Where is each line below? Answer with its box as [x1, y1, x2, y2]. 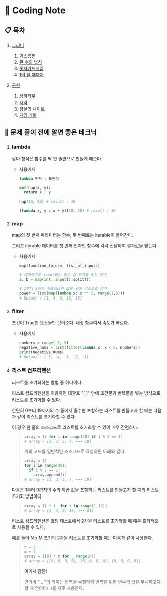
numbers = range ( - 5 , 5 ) [19, 340, 69, 345]
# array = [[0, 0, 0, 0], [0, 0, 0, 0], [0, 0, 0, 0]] [24, 559, 141, 564]
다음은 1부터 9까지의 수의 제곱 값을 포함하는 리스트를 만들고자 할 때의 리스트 [11, 487, 159, 493]
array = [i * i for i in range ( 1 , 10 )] [24, 503, 108, 508]
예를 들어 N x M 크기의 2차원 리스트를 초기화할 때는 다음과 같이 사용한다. [11, 535, 153, 541]
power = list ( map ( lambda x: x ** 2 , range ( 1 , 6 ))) [19, 291, 125, 296]
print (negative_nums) [19, 349, 64, 355]
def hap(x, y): [19, 185, 51, 190]
